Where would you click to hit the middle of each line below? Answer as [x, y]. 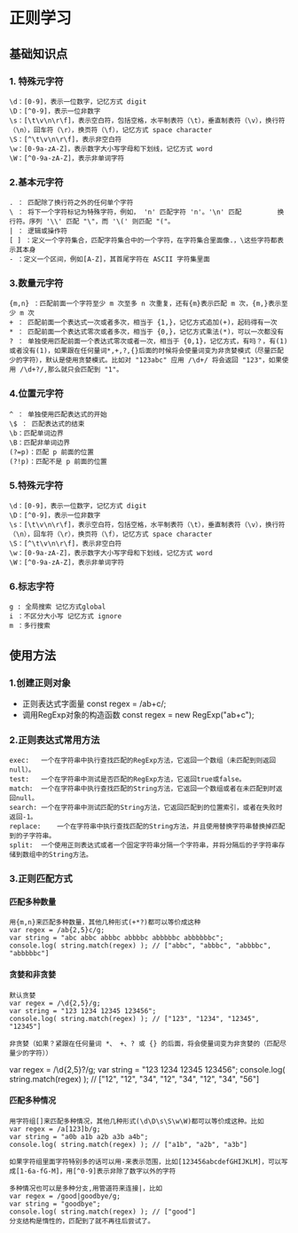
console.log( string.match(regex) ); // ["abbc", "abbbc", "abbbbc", [141, 946]
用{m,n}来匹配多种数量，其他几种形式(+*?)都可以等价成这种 [105, 923]
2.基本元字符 [36, 182]
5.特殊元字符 [36, 485]
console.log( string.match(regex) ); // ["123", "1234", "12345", [134, 1018]
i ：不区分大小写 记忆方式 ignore [66, 616]
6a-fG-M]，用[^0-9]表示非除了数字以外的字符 [102, 1171]
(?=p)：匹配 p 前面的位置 [52, 452]
